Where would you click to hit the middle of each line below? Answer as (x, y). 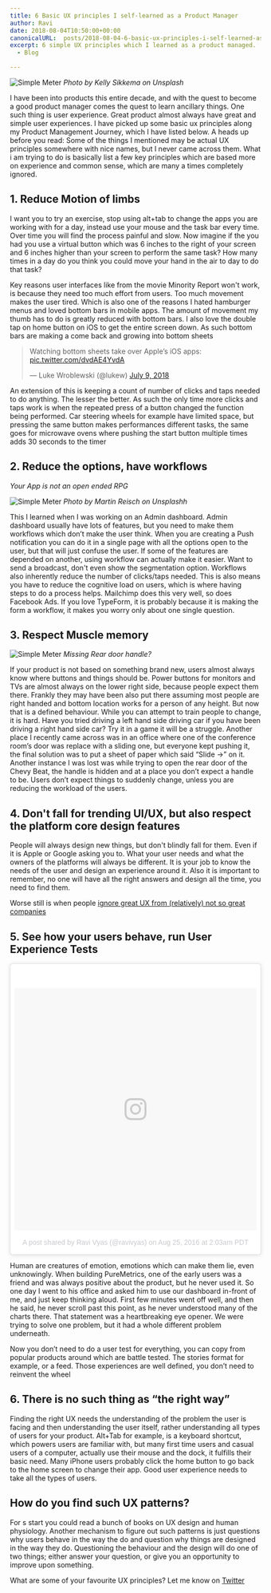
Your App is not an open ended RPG (69, 486)
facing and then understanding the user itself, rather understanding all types (135, 1427)
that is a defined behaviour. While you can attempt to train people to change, (135, 712)
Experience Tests (54, 949)
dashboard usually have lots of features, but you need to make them (122, 525)
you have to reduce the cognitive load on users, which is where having (126, 584)
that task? (26, 269)
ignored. (24, 174)
